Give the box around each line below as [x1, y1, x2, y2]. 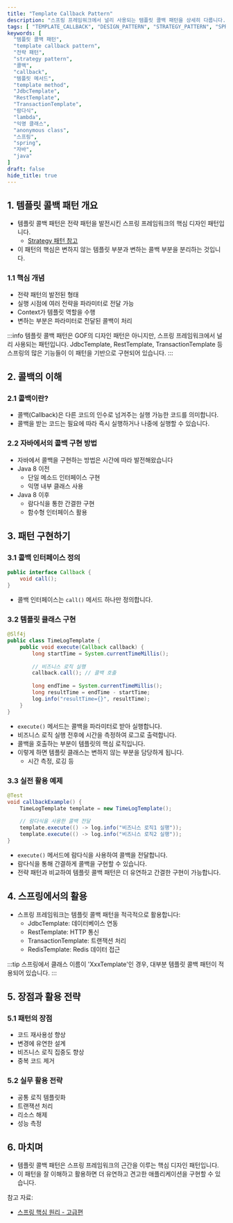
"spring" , [13, 140, 42, 147]
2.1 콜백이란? [7, 393, 49, 403]
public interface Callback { [7, 569, 92, 576]
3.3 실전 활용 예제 [7, 775, 63, 785]
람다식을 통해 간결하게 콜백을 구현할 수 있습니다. [17, 859, 147, 867]
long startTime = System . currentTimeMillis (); [32, 650, 169, 657]
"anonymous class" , [13, 127, 70, 134]
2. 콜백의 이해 [7, 371, 62, 383]
